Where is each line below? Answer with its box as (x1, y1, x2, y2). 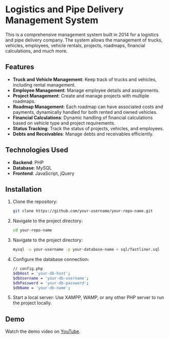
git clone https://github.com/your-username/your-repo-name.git (12, 209, 153, 214)
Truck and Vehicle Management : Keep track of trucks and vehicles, (12, 76, 157, 83)
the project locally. (12, 300, 52, 306)
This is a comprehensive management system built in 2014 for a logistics (5, 31, 159, 37)
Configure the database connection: (12, 256, 89, 262)
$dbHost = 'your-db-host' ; (12, 271, 71, 276)
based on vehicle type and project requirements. (12, 119, 116, 126)
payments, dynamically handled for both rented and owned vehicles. (12, 109, 158, 115)
